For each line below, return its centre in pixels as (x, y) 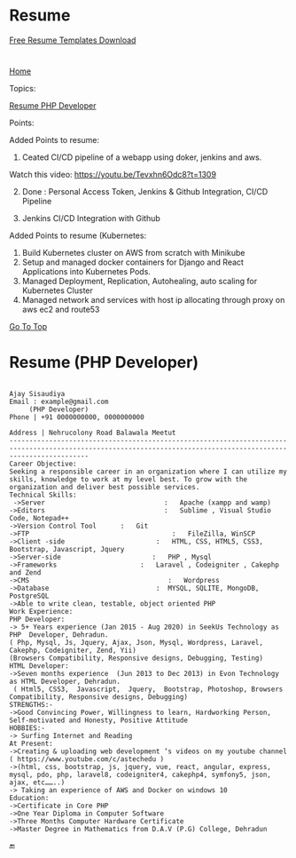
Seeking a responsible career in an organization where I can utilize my (148, 472)
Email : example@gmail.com (59, 402)
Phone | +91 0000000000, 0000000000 (77, 417)
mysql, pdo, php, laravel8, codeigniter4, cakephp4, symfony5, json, (140, 775)
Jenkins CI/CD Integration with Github (91, 218)
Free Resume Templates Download (73, 40)
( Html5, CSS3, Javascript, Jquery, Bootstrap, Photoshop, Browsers (148, 689)
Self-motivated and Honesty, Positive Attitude (99, 720)
